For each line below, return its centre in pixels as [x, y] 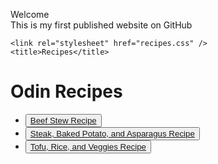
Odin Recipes [66, 91]
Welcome [30, 14]
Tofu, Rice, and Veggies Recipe [88, 146]
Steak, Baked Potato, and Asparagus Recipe [112, 133]
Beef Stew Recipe [63, 120]
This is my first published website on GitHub [101, 25]
